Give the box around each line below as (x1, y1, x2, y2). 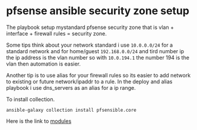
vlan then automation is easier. (6, 60, 81, 67)
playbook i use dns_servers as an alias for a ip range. (6, 84, 136, 91)
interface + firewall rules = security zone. (6, 30, 107, 37)
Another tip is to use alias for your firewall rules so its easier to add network (6, 71, 191, 79)
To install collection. (6, 96, 55, 103)
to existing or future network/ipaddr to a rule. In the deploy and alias (6, 78, 173, 85)
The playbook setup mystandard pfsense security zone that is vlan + (6, 24, 174, 31)
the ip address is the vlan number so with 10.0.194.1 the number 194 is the (6, 54, 190, 61)
